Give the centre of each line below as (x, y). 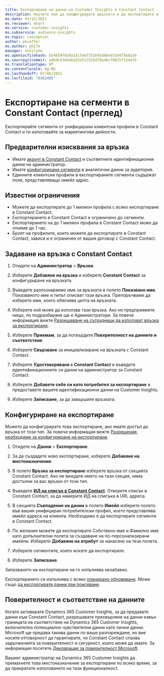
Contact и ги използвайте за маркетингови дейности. (61, 132)
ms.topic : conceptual (27, 37)
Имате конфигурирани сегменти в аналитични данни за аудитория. (83, 169)
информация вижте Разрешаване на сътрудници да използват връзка (85, 320)
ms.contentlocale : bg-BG (30, 69)
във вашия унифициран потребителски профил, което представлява (84, 510)
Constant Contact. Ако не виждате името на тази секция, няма (77, 476)
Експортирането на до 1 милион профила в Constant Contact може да (85, 223)
